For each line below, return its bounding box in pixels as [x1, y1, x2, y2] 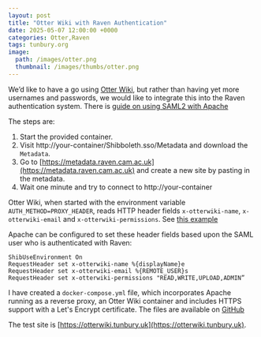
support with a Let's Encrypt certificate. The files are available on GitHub [8, 305, 244, 314]
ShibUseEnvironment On [8, 253, 83, 261]
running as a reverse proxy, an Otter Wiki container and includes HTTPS [8, 296, 242, 305]
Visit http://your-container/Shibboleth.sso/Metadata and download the [19, 140, 248, 150]
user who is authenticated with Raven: [8, 238, 132, 247]
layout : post [8, 11, 51, 20]
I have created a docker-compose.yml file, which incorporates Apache [8, 287, 231, 297]
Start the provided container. [19, 132, 113, 141]
